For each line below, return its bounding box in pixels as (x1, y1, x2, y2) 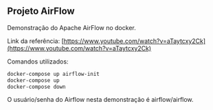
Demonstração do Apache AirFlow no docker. (7, 23, 136, 31)
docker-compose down (7, 83, 67, 90)
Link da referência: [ (7, 37, 64, 45)
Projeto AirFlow (7, 5, 75, 17)
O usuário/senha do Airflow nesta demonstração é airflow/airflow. (7, 96, 194, 104)
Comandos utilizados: (7, 57, 69, 66)
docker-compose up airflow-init (7, 70, 100, 77)
